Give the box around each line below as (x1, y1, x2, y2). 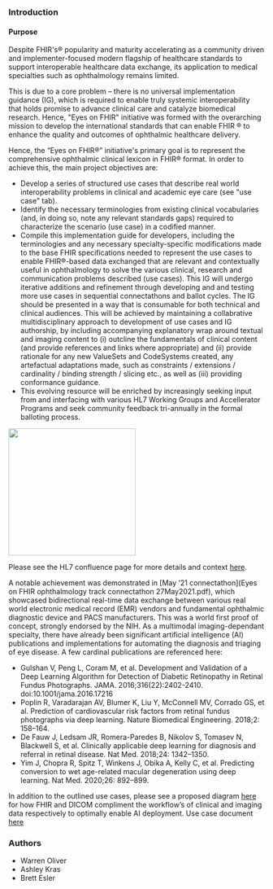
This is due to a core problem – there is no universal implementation (8, 86, 236, 96)
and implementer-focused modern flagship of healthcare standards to (8, 54, 242, 63)
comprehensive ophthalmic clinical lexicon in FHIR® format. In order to (8, 154, 245, 164)
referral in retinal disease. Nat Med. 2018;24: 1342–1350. (19, 750, 210, 760)
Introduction (8, 7, 58, 18)
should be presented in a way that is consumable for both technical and (19, 300, 260, 309)
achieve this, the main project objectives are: (8, 163, 158, 173)
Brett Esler (19, 874, 55, 883)
